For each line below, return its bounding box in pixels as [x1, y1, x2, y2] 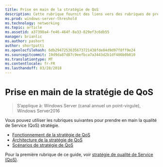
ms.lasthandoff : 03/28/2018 [5, 66, 62, 71]
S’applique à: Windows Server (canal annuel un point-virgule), [16, 102, 141, 108]
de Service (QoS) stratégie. [5, 122, 60, 128]
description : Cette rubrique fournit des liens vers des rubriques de [5, 12, 151, 17]
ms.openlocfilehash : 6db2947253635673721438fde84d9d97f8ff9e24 [5, 48, 136, 52]
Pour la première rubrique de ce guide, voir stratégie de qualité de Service [5, 151, 154, 157]
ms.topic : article [5, 25, 42, 30]
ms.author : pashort [5, 39, 45, 44]
